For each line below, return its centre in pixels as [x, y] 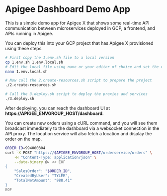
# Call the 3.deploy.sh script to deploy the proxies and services [77, 94]
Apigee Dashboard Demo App [68, 9]
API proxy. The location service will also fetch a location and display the [79, 133]
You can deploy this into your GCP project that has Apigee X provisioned [79, 43]
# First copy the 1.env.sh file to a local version [60, 57]
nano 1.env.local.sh [27, 71]
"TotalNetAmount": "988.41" [43, 181]
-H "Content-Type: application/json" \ [55, 157]
